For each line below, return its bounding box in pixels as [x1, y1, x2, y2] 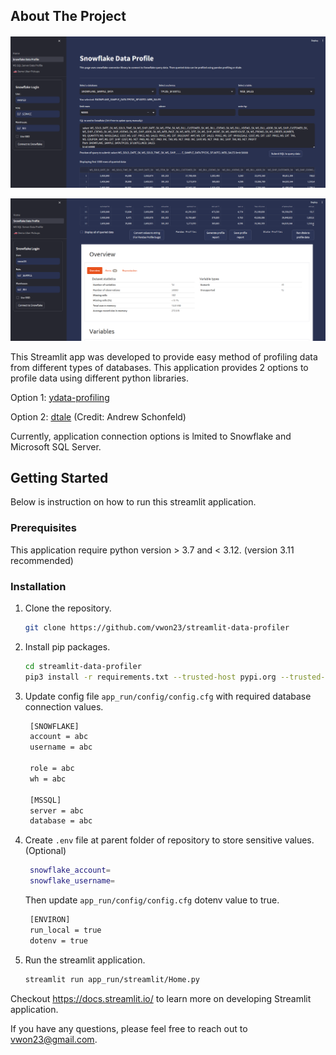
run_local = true [29, 925, 102, 935]
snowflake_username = [29, 876, 115, 886]
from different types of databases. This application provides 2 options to [10, 361, 309, 373]
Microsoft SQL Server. [10, 440, 102, 453]
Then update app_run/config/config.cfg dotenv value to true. [24, 894, 280, 906]
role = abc [29, 764, 75, 774]
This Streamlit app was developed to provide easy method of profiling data [10, 350, 318, 363]
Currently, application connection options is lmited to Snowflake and [10, 430, 292, 442]
